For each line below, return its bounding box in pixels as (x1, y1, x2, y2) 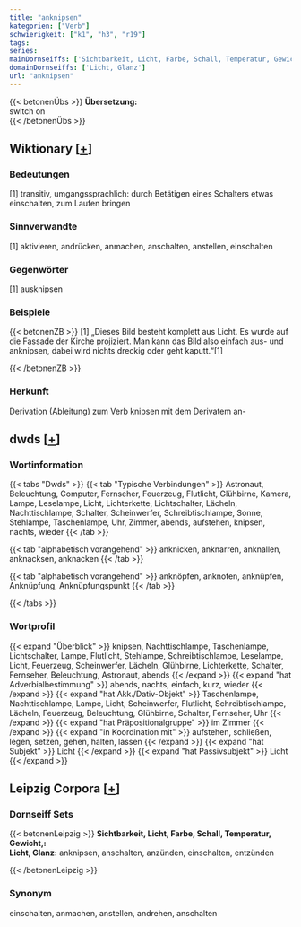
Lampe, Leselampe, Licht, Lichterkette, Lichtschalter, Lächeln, (9, 498, 238, 509)
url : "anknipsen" (9, 72, 74, 81)
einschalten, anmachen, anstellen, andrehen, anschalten (9, 907, 218, 918)
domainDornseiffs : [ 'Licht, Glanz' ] (9, 64, 146, 73)
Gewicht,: (9, 838, 47, 849)
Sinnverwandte (9, 221, 78, 233)
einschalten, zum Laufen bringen (9, 198, 131, 209)
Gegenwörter (9, 263, 69, 275)
